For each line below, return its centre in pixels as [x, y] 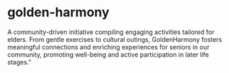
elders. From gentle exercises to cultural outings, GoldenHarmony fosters [115, 39]
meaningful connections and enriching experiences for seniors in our [108, 47]
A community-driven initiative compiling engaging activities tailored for [111, 32]
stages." [20, 62]
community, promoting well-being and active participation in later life [108, 55]
